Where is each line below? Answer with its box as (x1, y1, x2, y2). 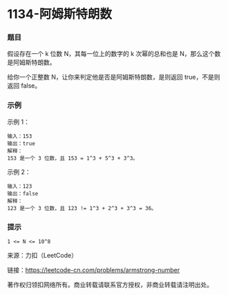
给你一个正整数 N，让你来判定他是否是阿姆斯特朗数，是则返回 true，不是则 (7, 73, 220, 82)
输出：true (7, 140, 36, 147)
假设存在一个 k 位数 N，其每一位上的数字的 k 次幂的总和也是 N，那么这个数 (7, 50, 221, 58)
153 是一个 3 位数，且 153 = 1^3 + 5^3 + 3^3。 (7, 155, 138, 162)
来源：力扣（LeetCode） (7, 251, 78, 260)
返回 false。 (7, 82, 41, 90)
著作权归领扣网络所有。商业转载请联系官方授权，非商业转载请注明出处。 (7, 280, 213, 289)
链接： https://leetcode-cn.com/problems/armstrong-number (7, 266, 180, 274)
